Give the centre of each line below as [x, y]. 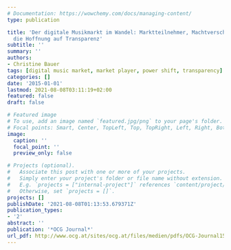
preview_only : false [43, 153]
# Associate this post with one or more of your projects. [97, 172]
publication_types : [35, 210]
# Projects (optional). [41, 166]
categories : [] [29, 77]
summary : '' [24, 52]
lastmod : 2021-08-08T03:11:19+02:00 [59, 90]
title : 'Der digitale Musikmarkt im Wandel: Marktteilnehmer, [98, 32]
